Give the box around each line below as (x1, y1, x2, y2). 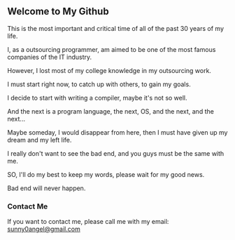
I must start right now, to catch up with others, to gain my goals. (7, 80, 191, 88)
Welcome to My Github (7, 6, 110, 18)
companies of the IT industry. (7, 53, 92, 61)
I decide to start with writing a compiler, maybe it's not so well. (7, 93, 187, 102)
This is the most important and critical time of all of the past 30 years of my (7, 24, 225, 32)
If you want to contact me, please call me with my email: (7, 218, 169, 226)
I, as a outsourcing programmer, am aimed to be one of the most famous (7, 45, 216, 53)
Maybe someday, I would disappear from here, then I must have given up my (7, 128, 228, 136)
